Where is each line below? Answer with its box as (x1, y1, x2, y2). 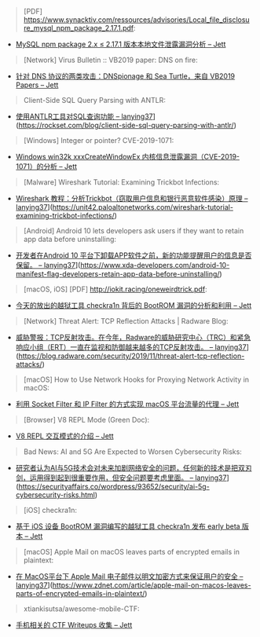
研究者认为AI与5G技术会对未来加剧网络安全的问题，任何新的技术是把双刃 (15, 463, 252, 472)
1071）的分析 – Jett (15, 162, 77, 171)
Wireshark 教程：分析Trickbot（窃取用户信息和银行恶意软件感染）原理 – (15, 194, 249, 203)
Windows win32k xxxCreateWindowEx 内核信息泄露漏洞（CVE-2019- (15, 152, 240, 161)
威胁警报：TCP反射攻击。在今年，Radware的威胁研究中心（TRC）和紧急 (15, 333, 251, 342)
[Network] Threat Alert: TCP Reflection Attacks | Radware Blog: (23, 317, 229, 325)
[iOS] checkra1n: (23, 506, 77, 514)
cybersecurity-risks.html (15, 490, 96, 500)
